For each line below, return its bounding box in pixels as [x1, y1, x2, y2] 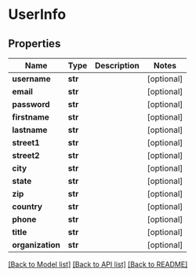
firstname [12, 112, 49, 123]
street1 [12, 138, 41, 148]
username [12, 73, 51, 84]
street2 [12, 150, 41, 160]
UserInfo [8, 6, 67, 24]
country [12, 201, 43, 212]
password [12, 99, 50, 109]
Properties [8, 37, 61, 50]
